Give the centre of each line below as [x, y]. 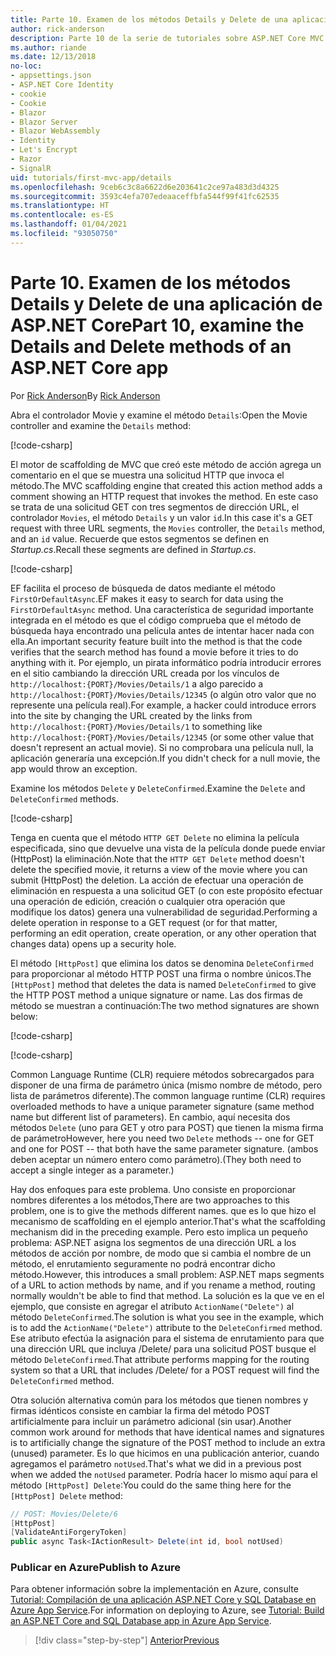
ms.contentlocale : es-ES [62, 215]
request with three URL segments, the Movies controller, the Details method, [168, 528]
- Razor [26, 159]
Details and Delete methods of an [151, 346]
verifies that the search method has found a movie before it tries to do [154, 652]
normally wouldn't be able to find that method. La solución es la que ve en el [167, 1295]
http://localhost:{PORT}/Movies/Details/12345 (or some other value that [162, 737]
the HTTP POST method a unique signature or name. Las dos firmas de [157, 995]
